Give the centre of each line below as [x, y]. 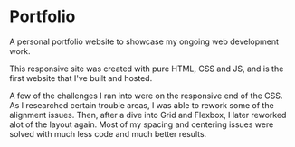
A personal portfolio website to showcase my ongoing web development [144, 41]
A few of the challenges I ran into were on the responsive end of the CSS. [146, 96]
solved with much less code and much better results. [108, 133]
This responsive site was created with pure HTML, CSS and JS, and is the [147, 69]
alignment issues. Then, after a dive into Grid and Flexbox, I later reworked [148, 115]
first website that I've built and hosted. [81, 78]
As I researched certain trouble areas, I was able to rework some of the [142, 105]
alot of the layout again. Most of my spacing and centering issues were [142, 124]
